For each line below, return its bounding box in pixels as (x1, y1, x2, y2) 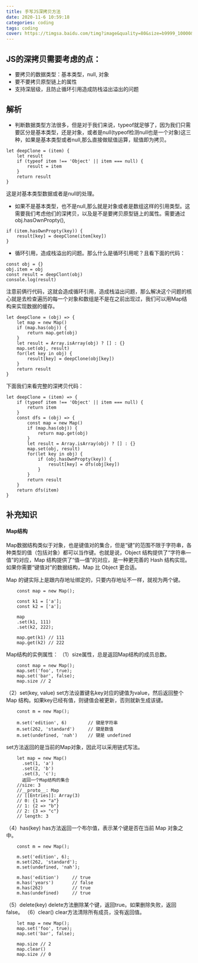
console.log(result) (6, 276, 57, 282)
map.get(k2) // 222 (16, 640, 65, 646)
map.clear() (16, 946, 46, 952)
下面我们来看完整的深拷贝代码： (6, 382, 84, 389)
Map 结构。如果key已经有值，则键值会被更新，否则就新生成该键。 (6, 697, 167, 704)
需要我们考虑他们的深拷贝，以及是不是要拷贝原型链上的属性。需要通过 (14, 210, 186, 217)
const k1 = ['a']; (16, 598, 62, 604)
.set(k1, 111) (16, 619, 51, 625)
